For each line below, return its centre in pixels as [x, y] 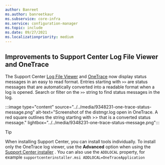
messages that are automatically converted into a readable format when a [80, 87]
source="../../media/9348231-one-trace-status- [103, 107]
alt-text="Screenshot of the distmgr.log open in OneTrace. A [97, 112]
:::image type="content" [30, 107]
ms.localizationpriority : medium [39, 37]
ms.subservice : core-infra [33, 19]
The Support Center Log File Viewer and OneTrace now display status [76, 76]
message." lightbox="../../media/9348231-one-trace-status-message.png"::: [82, 122]
